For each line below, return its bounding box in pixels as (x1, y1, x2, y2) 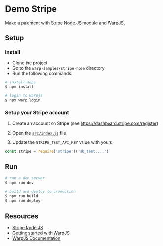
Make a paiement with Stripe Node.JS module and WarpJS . (5, 20, 125, 26)
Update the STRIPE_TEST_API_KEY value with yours (12, 139, 112, 145)
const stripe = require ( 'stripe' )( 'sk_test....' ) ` (5, 149, 111, 154)
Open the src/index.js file (12, 130, 66, 136)
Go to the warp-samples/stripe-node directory (12, 65, 105, 71)
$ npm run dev (5, 180, 34, 185)
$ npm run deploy (5, 198, 41, 203)
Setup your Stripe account (5, 109, 70, 116)
